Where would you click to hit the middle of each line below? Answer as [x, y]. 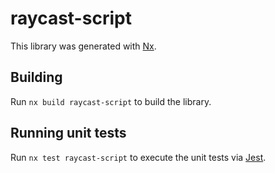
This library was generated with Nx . [83, 46]
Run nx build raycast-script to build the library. [111, 101]
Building [36, 77]
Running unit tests [68, 133]
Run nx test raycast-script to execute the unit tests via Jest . [138, 157]
